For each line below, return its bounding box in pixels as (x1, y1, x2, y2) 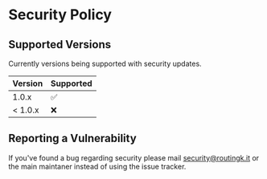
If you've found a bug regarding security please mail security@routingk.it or (8, 153, 260, 162)
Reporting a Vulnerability (8, 132, 137, 145)
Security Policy (8, 6, 113, 24)
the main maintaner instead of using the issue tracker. (8, 161, 187, 171)
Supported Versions (8, 38, 111, 51)
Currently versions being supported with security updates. (8, 59, 203, 68)
